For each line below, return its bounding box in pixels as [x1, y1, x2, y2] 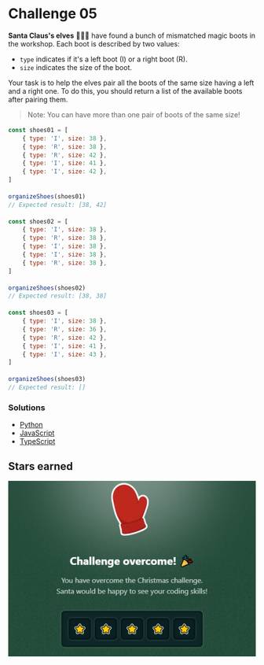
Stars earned [8, 460, 73, 473]
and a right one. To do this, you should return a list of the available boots [8, 86, 243, 95]
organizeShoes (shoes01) [8, 192, 86, 201]
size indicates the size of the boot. [19, 62, 132, 72]
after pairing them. [8, 94, 68, 104]
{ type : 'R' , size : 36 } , [22, 325, 108, 333]
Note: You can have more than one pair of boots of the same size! [27, 109, 241, 119]
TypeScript [19, 437, 56, 446]
